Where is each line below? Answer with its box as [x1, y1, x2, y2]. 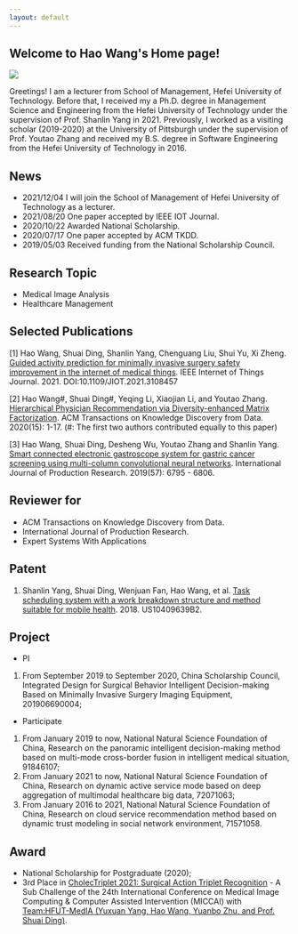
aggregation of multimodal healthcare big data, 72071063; [21, 790, 236, 801]
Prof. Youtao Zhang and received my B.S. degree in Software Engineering [9, 133, 278, 144]
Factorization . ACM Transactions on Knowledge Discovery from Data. [9, 412, 264, 423]
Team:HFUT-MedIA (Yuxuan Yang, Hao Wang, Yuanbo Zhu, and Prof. [21, 906, 276, 916]
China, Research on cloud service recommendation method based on [21, 809, 278, 819]
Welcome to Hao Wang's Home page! [9, 46, 221, 61]
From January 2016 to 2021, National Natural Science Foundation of [21, 800, 270, 810]
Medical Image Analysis [21, 289, 109, 300]
